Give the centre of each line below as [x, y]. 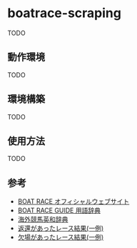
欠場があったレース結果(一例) [61, 237]
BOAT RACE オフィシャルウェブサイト [73, 202]
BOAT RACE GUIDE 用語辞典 [59, 210]
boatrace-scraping [64, 13]
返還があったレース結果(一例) [61, 228]
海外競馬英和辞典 [43, 219]
